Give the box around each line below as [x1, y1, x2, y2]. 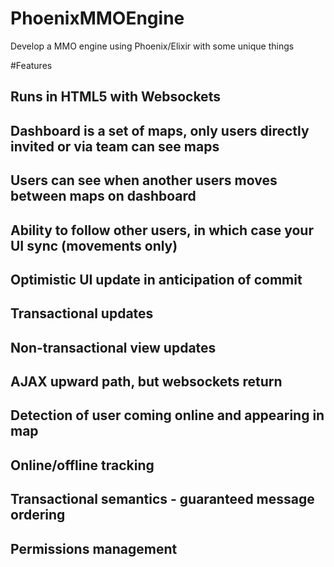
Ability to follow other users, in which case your [10, 222, 314, 239]
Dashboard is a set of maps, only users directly [10, 122, 310, 139]
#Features [10, 59, 53, 71]
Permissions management [10, 540, 178, 557]
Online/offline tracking [10, 457, 155, 474]
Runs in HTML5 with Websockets [10, 88, 221, 106]
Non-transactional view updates [10, 339, 217, 356]
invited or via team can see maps [10, 138, 220, 155]
